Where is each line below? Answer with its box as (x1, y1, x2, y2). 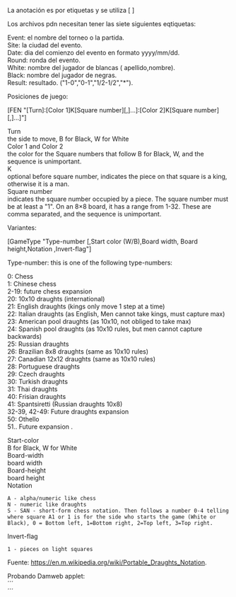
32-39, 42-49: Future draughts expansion (7, 407, 129, 416)
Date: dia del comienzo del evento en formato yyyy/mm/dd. (7, 49, 180, 57)
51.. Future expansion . (7, 422, 73, 431)
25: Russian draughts (7, 340, 69, 348)
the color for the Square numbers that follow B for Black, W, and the (7, 150, 204, 158)
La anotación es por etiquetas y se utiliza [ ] (7, 6, 135, 14)
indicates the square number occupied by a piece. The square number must (7, 195, 228, 203)
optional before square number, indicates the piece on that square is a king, (7, 173, 228, 180)
